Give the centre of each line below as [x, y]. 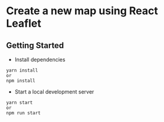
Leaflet [24, 23]
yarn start [19, 102]
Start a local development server [54, 92]
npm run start [24, 113]
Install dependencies [40, 60]
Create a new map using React [82, 11]
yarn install [22, 70]
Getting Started [35, 45]
